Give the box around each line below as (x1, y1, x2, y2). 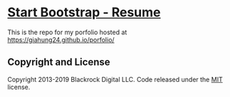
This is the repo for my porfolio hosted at (7, 28, 127, 36)
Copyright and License (7, 56, 110, 68)
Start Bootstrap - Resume (7, 4, 162, 21)
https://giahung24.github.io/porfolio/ (7, 35, 115, 44)
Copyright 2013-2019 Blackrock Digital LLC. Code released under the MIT (7, 75, 223, 83)
